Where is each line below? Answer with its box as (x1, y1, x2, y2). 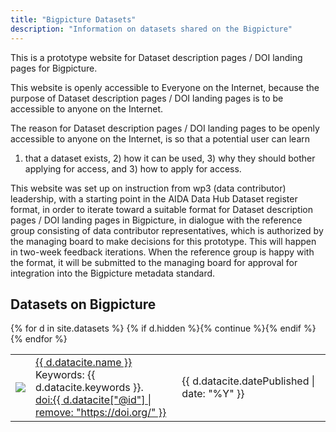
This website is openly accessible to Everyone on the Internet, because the (10, 81, 320, 93)
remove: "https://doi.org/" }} (35, 406, 167, 420)
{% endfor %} (10, 333, 68, 345)
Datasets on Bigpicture (10, 296, 157, 313)
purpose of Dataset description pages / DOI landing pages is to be (10, 92, 284, 104)
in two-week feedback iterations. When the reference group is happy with (10, 246, 315, 258)
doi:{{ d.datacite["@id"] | (35, 393, 152, 407)
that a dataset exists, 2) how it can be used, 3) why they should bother (24, 152, 316, 164)
